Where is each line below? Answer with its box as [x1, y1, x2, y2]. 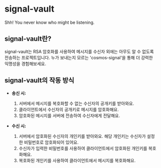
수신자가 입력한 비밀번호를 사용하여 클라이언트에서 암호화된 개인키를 [18, 145, 147, 151]
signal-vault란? [4, 35, 51, 43]
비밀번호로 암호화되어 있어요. [24, 139, 79, 145]
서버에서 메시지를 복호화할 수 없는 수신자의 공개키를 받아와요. [18, 101, 134, 106]
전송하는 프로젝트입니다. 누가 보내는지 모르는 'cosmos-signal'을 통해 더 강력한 [4, 54, 153, 60]
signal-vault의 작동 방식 [4, 76, 75, 84]
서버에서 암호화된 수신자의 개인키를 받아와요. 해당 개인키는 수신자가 [18, 133, 146, 139]
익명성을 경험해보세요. [4, 61, 47, 67]
